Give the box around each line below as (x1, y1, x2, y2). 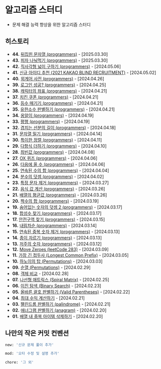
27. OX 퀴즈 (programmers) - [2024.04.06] (12, 155, 98, 161)
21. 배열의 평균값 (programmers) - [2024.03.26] (12, 192, 107, 198)
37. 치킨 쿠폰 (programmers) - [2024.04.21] (12, 94, 99, 100)
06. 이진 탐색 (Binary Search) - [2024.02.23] (12, 282, 101, 289)
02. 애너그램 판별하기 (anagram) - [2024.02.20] (12, 307, 107, 313)
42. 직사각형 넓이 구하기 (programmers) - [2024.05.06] (12, 63, 121, 69)
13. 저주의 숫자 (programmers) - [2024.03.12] (12, 241, 102, 247)
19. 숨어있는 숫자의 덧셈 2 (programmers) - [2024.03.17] (12, 204, 122, 210)
